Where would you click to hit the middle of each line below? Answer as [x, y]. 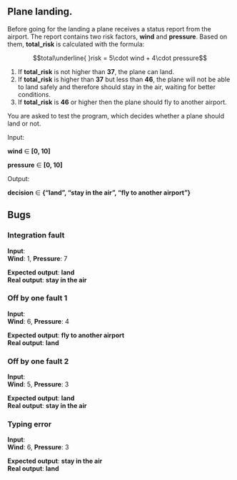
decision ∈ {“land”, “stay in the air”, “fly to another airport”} [99, 193]
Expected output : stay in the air [55, 461]
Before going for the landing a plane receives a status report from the [110, 29]
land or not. [24, 123]
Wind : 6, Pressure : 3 [38, 447]
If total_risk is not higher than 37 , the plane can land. [96, 71]
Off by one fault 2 [38, 361]
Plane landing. [40, 12]
